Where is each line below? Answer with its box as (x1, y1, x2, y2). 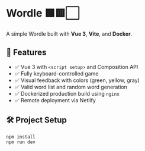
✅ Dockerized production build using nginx (14, 90, 120, 97)
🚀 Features (6, 48, 47, 58)
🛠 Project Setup (6, 115, 67, 125)
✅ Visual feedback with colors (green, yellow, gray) (14, 77, 140, 84)
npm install (6, 134, 36, 140)
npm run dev (6, 139, 36, 145)
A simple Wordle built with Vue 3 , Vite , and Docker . (6, 30, 133, 37)
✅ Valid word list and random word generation (14, 83, 127, 90)
